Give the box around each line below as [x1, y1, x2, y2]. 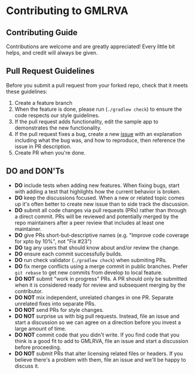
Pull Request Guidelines [6, 66, 95, 76]
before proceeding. [14, 344, 61, 351]
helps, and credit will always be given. [6, 49, 98, 56]
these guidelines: [6, 88, 48, 95]
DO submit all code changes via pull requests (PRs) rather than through [14, 206, 187, 213]
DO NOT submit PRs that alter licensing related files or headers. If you [14, 350, 183, 357]
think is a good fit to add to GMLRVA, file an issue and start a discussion [14, 337, 189, 344]
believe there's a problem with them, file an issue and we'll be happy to [14, 356, 186, 363]
